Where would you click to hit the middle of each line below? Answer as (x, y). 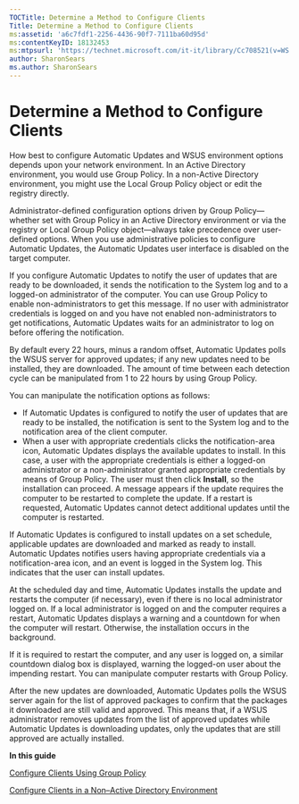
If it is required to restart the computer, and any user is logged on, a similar (146, 654)
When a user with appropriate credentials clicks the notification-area (148, 441)
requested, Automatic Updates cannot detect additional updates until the (156, 507)
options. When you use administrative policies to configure (148, 239)
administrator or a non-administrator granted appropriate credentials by (154, 469)
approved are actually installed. (67, 738)
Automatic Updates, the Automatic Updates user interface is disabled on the (149, 248)
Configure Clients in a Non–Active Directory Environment (114, 790)
